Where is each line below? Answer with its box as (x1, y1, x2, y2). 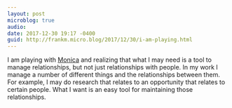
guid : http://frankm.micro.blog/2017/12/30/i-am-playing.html (7, 36, 193, 43)
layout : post (7, 10, 46, 18)
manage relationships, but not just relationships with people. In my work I (7, 63, 219, 72)
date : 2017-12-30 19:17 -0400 (7, 29, 96, 37)
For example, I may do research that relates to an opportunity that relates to (7, 78, 226, 86)
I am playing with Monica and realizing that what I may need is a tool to (7, 55, 212, 64)
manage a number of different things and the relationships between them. (7, 71, 221, 79)
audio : (7, 23, 27, 30)
